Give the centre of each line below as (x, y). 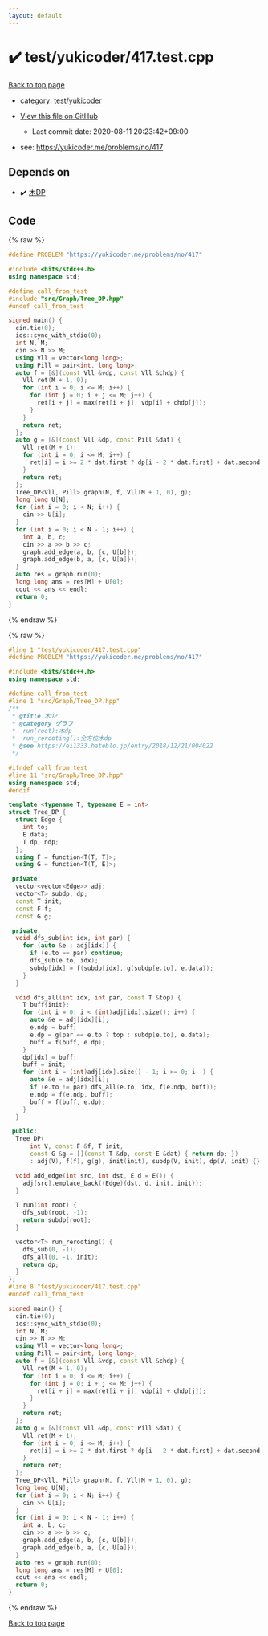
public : (24, 1131)
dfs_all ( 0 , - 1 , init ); (61, 1257)
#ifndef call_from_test (48, 767)
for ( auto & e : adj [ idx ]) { (69, 946)
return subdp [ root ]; (57, 1220)
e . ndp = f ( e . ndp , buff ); (71, 1094)
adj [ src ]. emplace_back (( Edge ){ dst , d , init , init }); (113, 1183)
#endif (19, 790)
